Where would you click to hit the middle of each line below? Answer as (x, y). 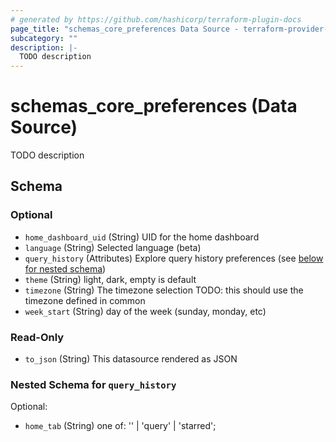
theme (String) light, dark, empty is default (110, 279)
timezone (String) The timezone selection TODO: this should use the (164, 290)
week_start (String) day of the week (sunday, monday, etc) (145, 311)
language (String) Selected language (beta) (113, 247)
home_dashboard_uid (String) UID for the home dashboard (142, 237)
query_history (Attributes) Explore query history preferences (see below (174, 258)
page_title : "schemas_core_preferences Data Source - (125, 29)
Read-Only (37, 337)
